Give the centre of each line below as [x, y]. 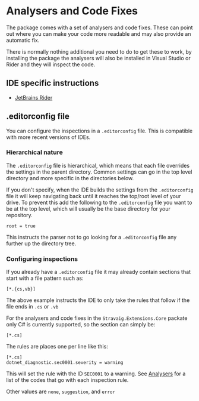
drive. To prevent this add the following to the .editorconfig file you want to [99, 202]
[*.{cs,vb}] [21, 289]
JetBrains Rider [34, 97]
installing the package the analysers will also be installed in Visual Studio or [99, 58]
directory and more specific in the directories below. [70, 178]
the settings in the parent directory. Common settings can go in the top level [99, 172]
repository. [19, 215]
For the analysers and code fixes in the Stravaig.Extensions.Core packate [97, 318]
